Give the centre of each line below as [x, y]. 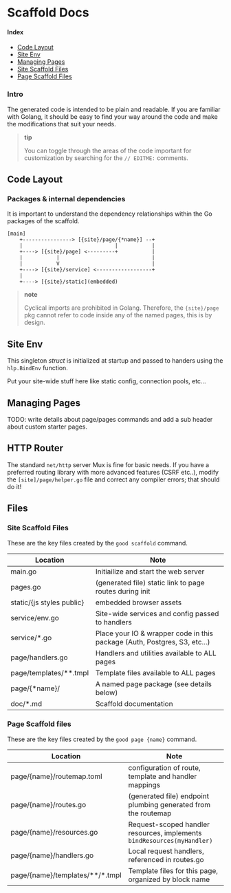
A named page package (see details [153, 683]
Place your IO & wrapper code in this [154, 633]
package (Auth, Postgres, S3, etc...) [153, 642]
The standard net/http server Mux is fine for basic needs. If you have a [108, 464]
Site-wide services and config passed [157, 613]
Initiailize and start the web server [150, 572]
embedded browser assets [139, 602]
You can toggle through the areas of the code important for [108, 150]
